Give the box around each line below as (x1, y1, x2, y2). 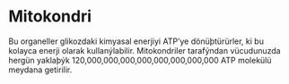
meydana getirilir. (8, 64, 73, 75)
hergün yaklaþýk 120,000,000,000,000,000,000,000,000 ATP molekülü (8, 55, 272, 65)
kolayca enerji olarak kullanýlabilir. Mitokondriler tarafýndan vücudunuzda (8, 45, 281, 55)
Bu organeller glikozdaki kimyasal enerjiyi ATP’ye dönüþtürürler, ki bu (8, 36, 264, 46)
